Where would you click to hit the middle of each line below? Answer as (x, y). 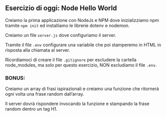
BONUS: (15, 78)
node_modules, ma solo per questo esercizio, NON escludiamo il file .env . (81, 65)
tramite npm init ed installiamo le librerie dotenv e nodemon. (67, 25)
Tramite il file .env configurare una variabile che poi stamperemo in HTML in (83, 45)
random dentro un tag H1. (31, 109)
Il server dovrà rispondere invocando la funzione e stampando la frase (77, 104)
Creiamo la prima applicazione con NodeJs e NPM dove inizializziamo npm (82, 20)
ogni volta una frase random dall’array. (45, 94)
